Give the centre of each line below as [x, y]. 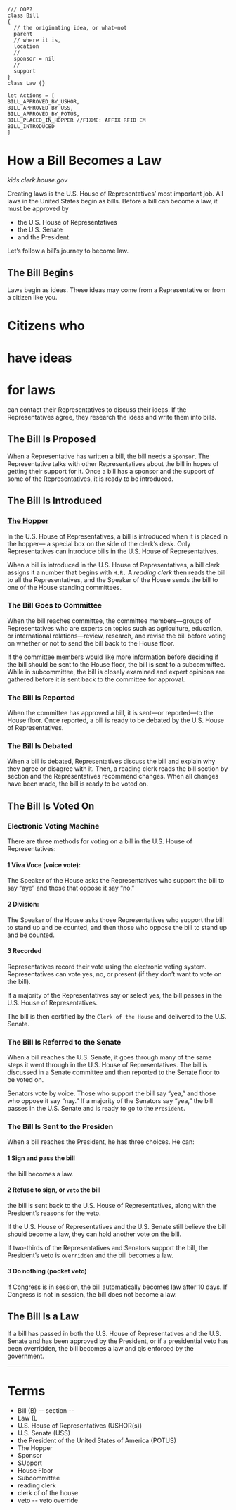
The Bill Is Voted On [51, 806]
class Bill [23, 15]
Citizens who [46, 326]
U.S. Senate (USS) [44, 1433]
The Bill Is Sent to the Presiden [60, 1126]
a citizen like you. [32, 297]
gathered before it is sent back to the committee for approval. [96, 679]
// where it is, [37, 40]
